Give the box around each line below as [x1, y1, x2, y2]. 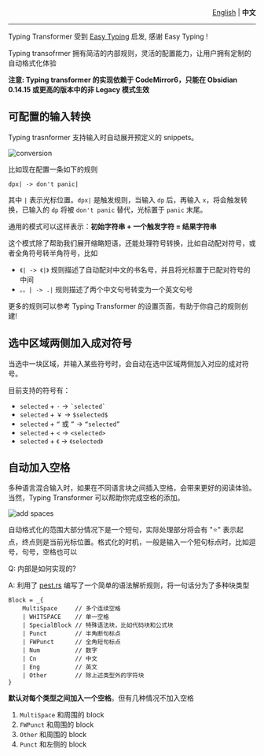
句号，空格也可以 [21, 547, 77, 557]
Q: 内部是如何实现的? [8, 564, 76, 573]
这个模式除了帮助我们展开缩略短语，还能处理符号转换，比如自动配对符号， [8, 238, 249, 247]
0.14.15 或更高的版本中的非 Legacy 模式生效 [8, 85, 150, 94]
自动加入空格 [8, 461, 71, 475]
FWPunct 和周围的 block [19, 720, 94, 729]
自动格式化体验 [8, 58, 57, 68]
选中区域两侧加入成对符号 [8, 336, 132, 350]
